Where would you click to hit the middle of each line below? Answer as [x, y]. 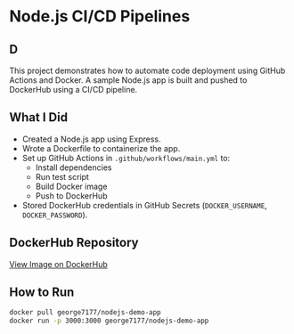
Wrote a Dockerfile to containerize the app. [101, 148]
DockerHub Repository [74, 243]
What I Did [39, 118]
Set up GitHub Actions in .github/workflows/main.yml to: [126, 158]
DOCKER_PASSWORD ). [55, 215]
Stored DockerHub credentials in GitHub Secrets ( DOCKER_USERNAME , [144, 205]
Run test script [62, 176]
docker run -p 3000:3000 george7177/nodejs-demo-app [109, 321]
